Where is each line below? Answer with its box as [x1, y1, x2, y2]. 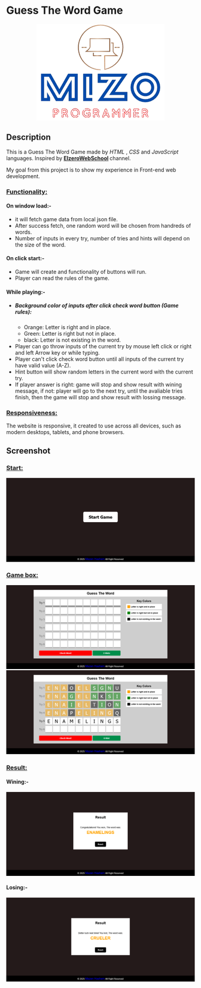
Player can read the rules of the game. [14, 275, 109, 282]
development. [6, 172, 40, 180]
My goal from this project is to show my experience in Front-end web [6, 166, 176, 173]
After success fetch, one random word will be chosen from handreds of [14, 222, 191, 229]
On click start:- [6, 255, 45, 262]
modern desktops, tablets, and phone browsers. [6, 428, 124, 435]
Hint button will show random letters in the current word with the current [14, 368, 193, 375]
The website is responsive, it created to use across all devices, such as [6, 422, 181, 429]
